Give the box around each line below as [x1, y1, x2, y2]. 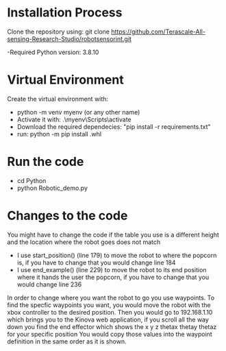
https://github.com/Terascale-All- [110, 27, 205, 36]
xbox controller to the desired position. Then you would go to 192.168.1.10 [7, 308, 213, 316]
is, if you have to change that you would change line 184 [16, 258, 176, 267]
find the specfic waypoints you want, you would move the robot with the [7, 300, 211, 309]
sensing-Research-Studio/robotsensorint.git [7, 34, 132, 43]
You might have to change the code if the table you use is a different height [7, 230, 219, 239]
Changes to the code [7, 208, 128, 223]
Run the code [7, 154, 84, 169]
